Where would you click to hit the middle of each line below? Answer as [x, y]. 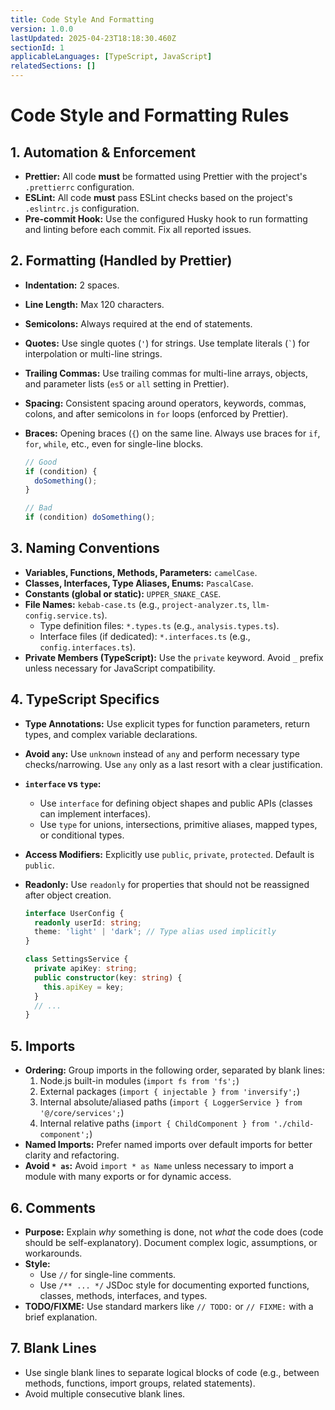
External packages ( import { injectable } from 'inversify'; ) [170, 1092]
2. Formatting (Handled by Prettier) [121, 261]
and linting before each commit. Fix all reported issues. [138, 229]
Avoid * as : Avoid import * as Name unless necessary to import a [159, 1166]
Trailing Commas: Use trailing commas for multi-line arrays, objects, [166, 373]
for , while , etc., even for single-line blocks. [114, 443]
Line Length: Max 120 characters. [94, 304]
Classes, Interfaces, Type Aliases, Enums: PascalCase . [139, 583]
